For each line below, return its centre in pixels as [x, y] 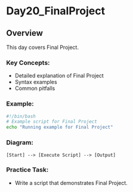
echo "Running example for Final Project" [60, 127]
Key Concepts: [28, 63]
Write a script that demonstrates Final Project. [71, 182]
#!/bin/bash [21, 116]
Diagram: [20, 143]
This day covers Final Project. [43, 47]
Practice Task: [27, 170]
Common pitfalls [35, 88]
